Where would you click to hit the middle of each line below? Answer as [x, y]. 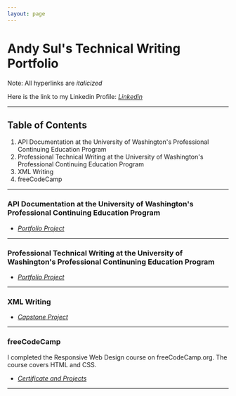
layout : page [26, 14]
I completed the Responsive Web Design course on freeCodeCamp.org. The [117, 357]
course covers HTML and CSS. [52, 364]
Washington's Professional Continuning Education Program [111, 262]
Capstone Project [43, 317]
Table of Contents [47, 125]
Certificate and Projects [52, 378]
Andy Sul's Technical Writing [94, 48]
